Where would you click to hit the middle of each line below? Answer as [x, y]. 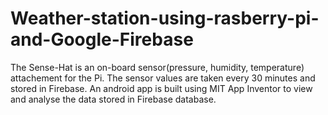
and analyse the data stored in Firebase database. [113, 99]
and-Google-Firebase [102, 39]
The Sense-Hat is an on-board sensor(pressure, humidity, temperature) [157, 67]
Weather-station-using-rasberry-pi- [165, 18]
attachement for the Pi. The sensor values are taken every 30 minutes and [163, 78]
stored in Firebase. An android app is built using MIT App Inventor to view [161, 88]
